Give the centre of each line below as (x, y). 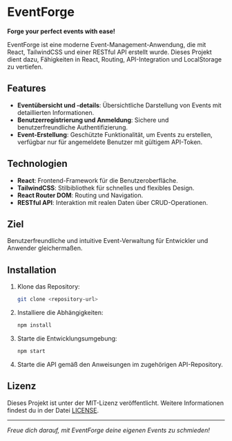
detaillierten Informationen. (56, 112)
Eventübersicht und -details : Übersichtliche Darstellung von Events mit (119, 105)
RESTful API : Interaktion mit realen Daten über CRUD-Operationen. (113, 202)
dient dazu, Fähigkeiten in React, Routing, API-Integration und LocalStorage (115, 59)
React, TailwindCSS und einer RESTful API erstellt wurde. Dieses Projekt (109, 52)
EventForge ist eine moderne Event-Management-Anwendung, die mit (107, 44)
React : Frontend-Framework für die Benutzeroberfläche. (97, 180)
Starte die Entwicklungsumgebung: (67, 338)
